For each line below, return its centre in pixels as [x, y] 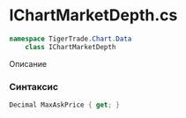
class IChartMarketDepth [71, 47]
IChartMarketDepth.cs [93, 15]
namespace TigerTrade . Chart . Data [71, 39]
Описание [28, 63]
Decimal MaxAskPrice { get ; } [65, 105]
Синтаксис [34, 86]
